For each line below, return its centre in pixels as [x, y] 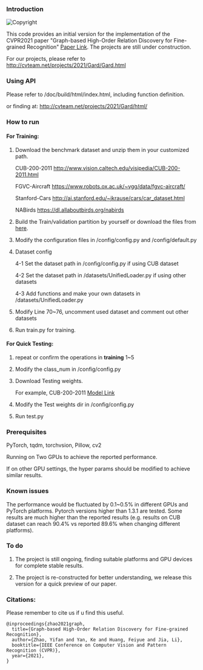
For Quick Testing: [30, 344]
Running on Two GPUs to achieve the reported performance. [82, 457]
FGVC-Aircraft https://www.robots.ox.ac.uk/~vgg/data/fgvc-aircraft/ [100, 186]
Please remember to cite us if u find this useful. [65, 613]
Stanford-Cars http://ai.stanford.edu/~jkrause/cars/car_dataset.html [100, 198]
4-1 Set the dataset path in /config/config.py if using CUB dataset [97, 263]
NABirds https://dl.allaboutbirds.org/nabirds [69, 210]
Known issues [28, 491]
